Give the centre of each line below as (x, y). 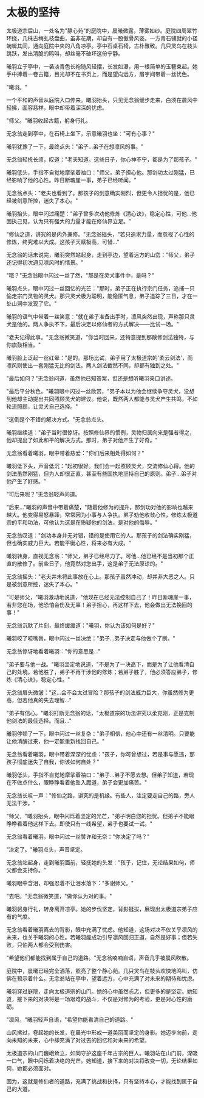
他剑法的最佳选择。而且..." (39, 720)
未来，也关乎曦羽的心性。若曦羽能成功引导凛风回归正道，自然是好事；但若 (99, 937)
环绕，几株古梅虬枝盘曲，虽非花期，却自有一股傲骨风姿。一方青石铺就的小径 (102, 38)
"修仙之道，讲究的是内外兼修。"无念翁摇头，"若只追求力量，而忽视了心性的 (100, 234)
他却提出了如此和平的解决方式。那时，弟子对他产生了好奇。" (82, 440)
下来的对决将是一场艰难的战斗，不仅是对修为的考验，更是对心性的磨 (107, 999)
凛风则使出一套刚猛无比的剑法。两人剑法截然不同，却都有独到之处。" (93, 365)
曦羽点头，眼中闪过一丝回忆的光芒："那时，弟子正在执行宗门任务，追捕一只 (101, 288)
